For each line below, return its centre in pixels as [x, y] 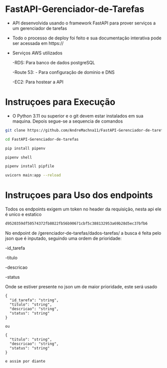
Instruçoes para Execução [60, 102]
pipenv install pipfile [30, 166]
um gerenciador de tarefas [40, 28]
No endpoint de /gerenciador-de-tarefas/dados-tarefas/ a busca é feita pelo [83, 233]
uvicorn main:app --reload [33, 176]
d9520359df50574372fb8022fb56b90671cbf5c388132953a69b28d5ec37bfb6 [77, 224]
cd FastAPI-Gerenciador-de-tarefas [42, 139]
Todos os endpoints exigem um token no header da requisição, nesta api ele [83, 209]
